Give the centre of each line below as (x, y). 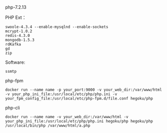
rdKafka (13, 44)
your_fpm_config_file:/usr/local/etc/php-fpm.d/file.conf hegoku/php (79, 99)
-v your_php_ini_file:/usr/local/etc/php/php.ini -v (61, 94)
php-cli (12, 108)
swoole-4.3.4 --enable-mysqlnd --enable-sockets (57, 27)
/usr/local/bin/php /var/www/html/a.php (48, 126)
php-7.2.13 (16, 7)
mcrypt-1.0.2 (19, 31)
